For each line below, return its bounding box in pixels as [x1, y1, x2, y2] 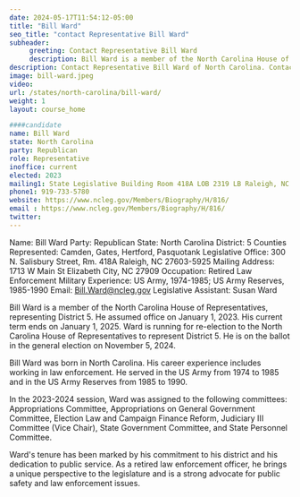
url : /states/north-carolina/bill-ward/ [9, 88, 162, 97]
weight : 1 [9, 96, 46, 106]
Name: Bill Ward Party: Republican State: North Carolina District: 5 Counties [9, 236, 287, 247]
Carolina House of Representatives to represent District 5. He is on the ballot [9, 330, 290, 341]
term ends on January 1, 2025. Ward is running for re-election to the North [9, 321, 283, 331]
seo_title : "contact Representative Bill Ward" [9, 30, 190, 39]
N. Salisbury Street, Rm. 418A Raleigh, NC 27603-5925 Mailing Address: [9, 256, 275, 267]
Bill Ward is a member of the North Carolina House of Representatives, [9, 302, 269, 313]
